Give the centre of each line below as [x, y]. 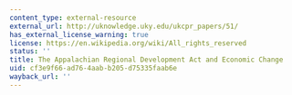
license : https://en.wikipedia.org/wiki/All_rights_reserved [128, 43]
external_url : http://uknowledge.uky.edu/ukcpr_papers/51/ [124, 26]
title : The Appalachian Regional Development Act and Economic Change [146, 60]
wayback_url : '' [40, 77]
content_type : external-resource [73, 18]
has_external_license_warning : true [79, 34]
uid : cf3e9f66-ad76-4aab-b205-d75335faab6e [94, 69]
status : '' [30, 52]
